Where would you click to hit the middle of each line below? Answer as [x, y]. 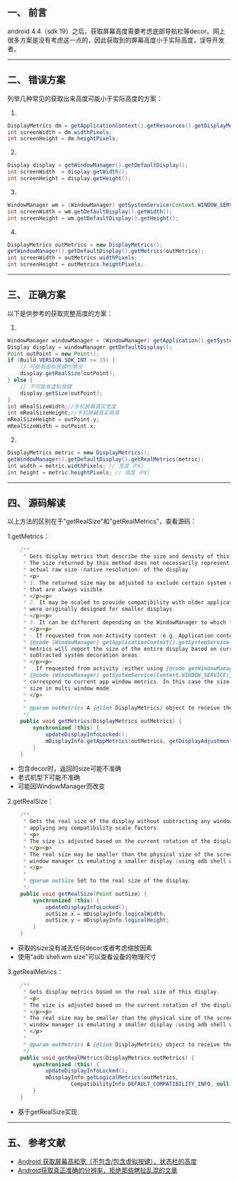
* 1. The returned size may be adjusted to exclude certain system [125, 583]
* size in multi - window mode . [68, 688]
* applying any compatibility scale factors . [91, 828]
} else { [20, 380]
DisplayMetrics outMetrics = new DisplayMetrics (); [85, 245]
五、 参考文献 [36, 1143]
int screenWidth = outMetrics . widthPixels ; [73, 258]
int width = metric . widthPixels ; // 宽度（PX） [77, 466]
